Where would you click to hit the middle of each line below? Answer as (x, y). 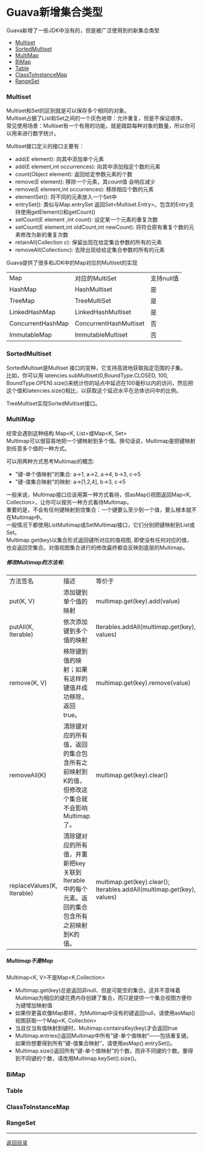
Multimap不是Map (30, 961)
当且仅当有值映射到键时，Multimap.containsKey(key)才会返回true (96, 1028)
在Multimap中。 (26, 517)
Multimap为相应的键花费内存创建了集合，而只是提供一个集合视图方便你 (103, 998)
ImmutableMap (31, 335)
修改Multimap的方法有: (35, 562)
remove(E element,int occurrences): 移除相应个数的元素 (84, 189)
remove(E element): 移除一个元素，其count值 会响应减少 (85, 182)
